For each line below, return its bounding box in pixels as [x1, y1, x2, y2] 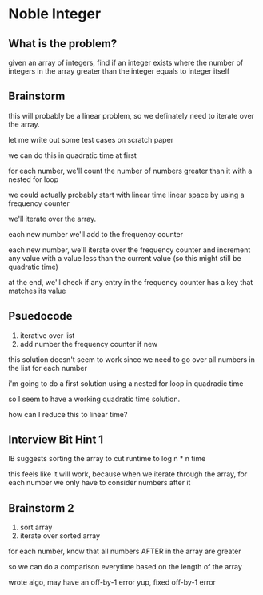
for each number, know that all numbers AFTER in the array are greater [8, 546, 241, 557]
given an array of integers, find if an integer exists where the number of [8, 58, 244, 67]
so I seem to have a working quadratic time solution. [8, 394, 181, 404]
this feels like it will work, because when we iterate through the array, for [8, 469, 248, 479]
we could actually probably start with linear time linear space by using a [8, 190, 245, 199]
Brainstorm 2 [8, 501, 74, 515]
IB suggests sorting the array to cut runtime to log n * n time [8, 454, 206, 464]
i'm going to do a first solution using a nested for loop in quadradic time [8, 378, 244, 388]
